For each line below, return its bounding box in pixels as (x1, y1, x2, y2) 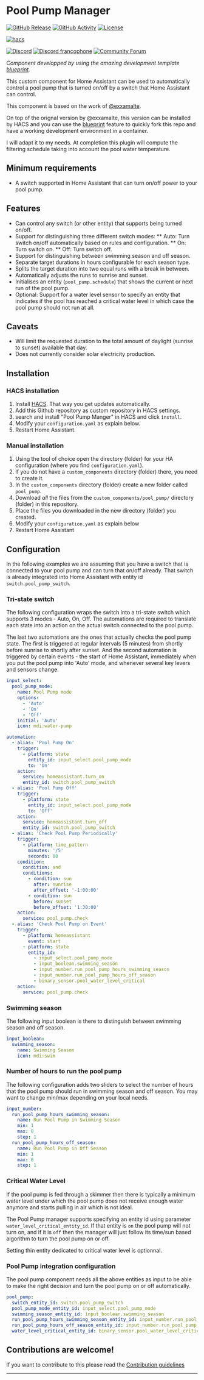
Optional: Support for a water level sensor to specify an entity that (15, 291, 180, 298)
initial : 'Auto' (17, 717, 59, 724)
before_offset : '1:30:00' (33, 904, 99, 910)
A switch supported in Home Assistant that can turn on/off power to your (15, 179, 197, 187)
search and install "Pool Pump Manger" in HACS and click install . (15, 413, 182, 421)
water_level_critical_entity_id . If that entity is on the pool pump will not (6, 1222, 191, 1229)
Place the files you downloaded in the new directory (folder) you (15, 507, 176, 514)
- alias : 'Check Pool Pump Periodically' (12, 830, 118, 837)
